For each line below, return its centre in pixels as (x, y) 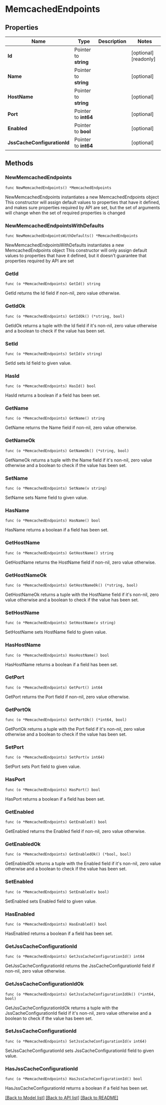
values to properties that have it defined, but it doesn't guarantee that (76, 255)
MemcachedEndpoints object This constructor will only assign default (76, 250)
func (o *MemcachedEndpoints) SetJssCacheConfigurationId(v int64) (76, 1041)
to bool (82, 131)
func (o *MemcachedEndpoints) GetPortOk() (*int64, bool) (66, 720)
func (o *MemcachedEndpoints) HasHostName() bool (57, 655)
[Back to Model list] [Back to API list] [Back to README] (62, 1098)
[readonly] (143, 59)
